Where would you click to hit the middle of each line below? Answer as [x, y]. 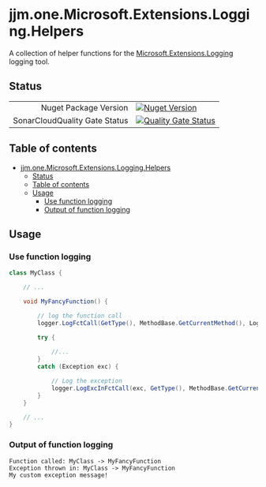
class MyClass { [36, 273]
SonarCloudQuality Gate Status [71, 120]
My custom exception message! [59, 475]
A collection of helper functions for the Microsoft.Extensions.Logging [121, 53]
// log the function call [80, 316]
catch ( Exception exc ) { [78, 367]
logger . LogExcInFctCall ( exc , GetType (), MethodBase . [139, 388]
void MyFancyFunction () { [66, 302]
